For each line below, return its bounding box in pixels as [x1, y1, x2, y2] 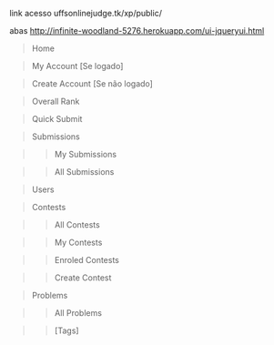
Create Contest [54, 272, 112, 283]
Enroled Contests [54, 255, 120, 265]
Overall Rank [31, 96, 80, 107]
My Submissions [54, 149, 117, 159]
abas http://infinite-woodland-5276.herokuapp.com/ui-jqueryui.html [9, 25, 265, 36]
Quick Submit [31, 114, 83, 124]
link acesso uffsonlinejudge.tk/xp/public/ [9, 8, 162, 18]
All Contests [54, 219, 100, 230]
